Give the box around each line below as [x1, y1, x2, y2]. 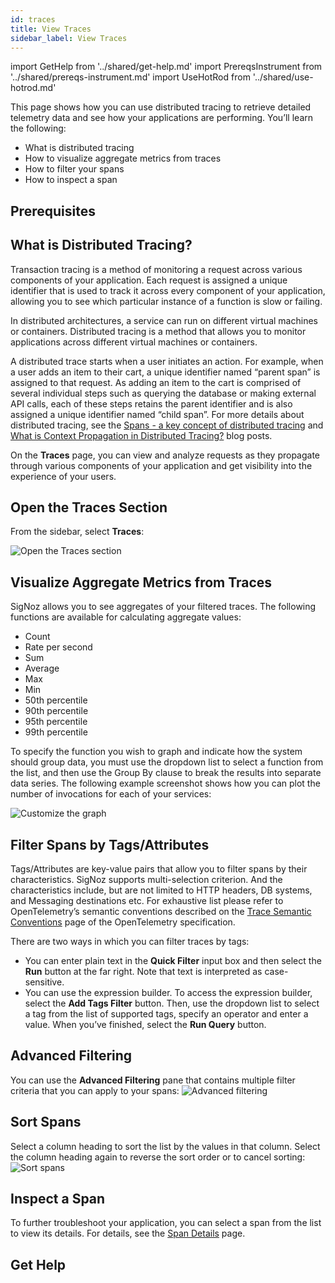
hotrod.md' [10, 82, 57, 94]
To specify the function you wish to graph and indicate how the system [10, 746, 303, 758]
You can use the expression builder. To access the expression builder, [24, 987, 313, 999]
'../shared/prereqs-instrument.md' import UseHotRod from [10, 71, 251, 83]
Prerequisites [10, 202, 96, 220]
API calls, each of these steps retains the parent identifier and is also [10, 397, 293, 410]
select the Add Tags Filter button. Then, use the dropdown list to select [24, 997, 320, 1010]
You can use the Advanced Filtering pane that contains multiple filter [10, 1074, 296, 1086]
